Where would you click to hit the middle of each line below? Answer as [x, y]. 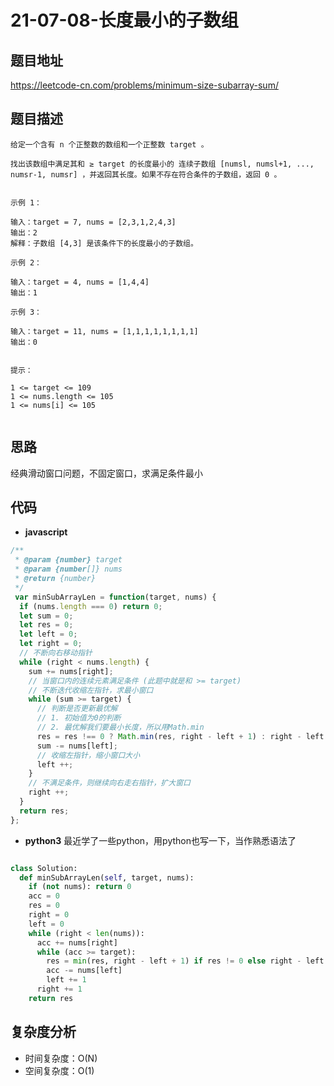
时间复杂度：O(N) [61, 1058]
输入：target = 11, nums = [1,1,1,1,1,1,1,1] [104, 331]
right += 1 [59, 989]
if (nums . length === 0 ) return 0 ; [91, 606]
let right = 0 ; [51, 644]
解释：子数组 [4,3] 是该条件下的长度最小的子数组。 [104, 243]
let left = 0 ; [48, 634]
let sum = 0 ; [46, 616]
